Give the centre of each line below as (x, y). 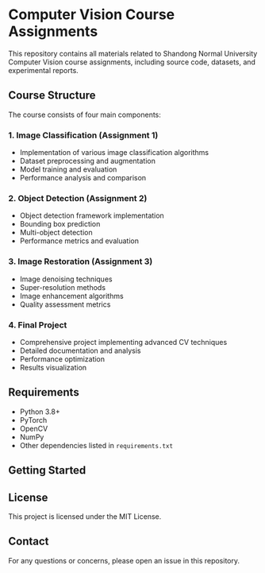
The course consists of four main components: (84, 114)
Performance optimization (62, 358)
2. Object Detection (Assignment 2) (78, 198)
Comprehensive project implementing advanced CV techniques (123, 342)
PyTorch (33, 420)
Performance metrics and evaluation (79, 241)
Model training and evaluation (68, 169)
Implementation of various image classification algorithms (114, 153)
